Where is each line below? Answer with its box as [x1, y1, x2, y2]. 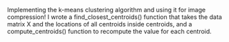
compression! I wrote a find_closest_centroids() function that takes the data [7, 13, 223, 21]
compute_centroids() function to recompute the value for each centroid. [7, 27, 212, 35]
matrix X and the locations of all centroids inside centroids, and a [7, 20, 192, 28]
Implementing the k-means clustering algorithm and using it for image [7, 6, 206, 14]
